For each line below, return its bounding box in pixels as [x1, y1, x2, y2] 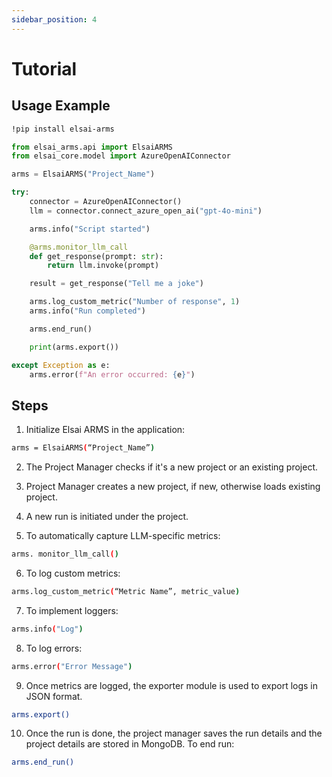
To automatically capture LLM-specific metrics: [25, 530, 221, 542]
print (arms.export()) [29, 342, 119, 352]
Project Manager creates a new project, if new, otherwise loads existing [25, 481, 321, 493]
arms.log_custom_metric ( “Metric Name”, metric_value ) [11, 586, 241, 596]
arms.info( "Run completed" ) [29, 306, 146, 316]
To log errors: [25, 642, 83, 654]
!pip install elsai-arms [11, 124, 115, 134]
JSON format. [25, 690, 83, 702]
